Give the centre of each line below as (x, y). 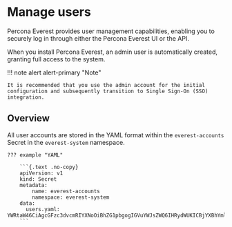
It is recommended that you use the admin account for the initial (106, 85)
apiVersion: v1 (41, 173)
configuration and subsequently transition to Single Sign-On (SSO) (108, 91)
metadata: (34, 185)
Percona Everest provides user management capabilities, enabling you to (111, 31)
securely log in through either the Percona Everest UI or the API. (98, 38)
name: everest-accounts (66, 191)
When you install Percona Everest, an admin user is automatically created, (113, 52)
